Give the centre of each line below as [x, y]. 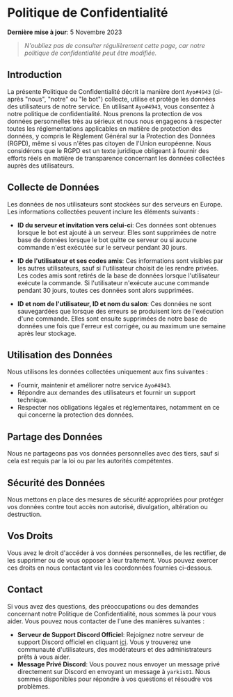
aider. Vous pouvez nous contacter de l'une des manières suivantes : [106, 621]
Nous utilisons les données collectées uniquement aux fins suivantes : [108, 372]
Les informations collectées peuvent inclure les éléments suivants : [103, 211]
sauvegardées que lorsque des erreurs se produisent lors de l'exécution [120, 311]
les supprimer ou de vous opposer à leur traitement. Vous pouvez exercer [113, 560]
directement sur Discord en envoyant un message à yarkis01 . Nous [114, 671]
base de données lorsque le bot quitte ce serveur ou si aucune [107, 240]
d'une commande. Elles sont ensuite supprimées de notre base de [112, 319]
